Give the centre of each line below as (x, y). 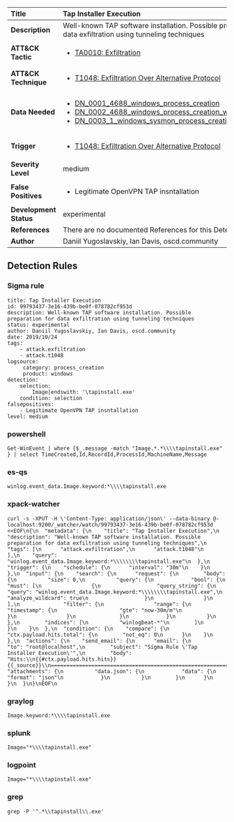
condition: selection (51, 398)
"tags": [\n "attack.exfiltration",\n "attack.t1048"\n (106, 549)
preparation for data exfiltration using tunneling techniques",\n (107, 543)
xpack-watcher (34, 504)
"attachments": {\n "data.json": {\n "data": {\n (112, 671)
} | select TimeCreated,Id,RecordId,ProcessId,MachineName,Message (107, 454)
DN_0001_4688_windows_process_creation (147, 103)
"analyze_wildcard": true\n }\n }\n (110, 598)
